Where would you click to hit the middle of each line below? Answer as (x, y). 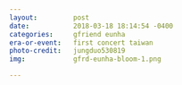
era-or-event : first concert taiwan (81, 42)
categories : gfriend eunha (67, 34)
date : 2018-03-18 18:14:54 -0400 (91, 26)
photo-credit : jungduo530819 (67, 51)
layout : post (50, 17)
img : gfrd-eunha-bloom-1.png (86, 59)
